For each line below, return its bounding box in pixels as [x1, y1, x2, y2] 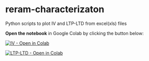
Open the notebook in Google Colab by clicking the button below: [5, 30, 144, 36]
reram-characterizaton [5, 4, 105, 15]
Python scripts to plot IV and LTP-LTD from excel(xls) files [5, 20, 127, 26]
